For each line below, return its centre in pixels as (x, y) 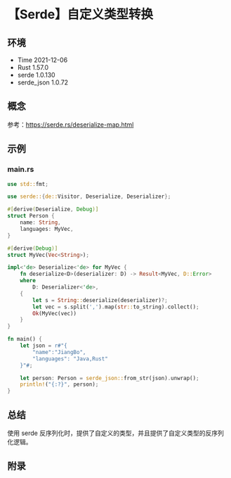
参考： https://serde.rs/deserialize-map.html (71, 125)
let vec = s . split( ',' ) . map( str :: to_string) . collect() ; (116, 307)
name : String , (40, 222)
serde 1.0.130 (36, 75)
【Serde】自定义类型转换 (80, 14)
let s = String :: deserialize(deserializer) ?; (100, 300)
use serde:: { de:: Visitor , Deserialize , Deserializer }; (89, 197)
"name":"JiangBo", (59, 352)
